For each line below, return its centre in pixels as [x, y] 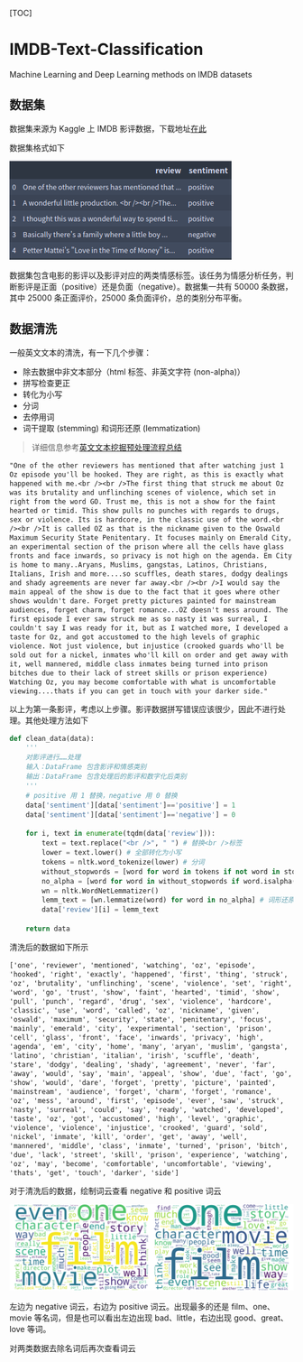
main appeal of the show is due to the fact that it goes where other [145, 592]
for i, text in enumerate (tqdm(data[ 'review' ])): [121, 834]
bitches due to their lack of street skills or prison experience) [139, 673]
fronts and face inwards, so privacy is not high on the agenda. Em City [151, 556]
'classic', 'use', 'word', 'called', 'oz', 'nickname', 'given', [134, 1010]
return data [48, 929]
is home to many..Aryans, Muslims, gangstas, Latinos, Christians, [139, 565]
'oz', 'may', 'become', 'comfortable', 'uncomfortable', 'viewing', [141, 1163]
